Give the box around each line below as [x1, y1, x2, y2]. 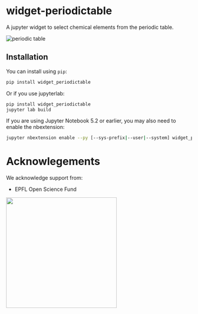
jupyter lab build [6, 107, 51, 113]
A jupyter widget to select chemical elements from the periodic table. [6, 24, 174, 31]
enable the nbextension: [6, 124, 65, 131]
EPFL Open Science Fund [14, 186, 77, 193]
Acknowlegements [6, 155, 101, 168]
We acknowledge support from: [6, 174, 83, 181]
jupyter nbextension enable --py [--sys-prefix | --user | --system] [6, 135, 170, 141]
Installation [6, 52, 48, 62]
